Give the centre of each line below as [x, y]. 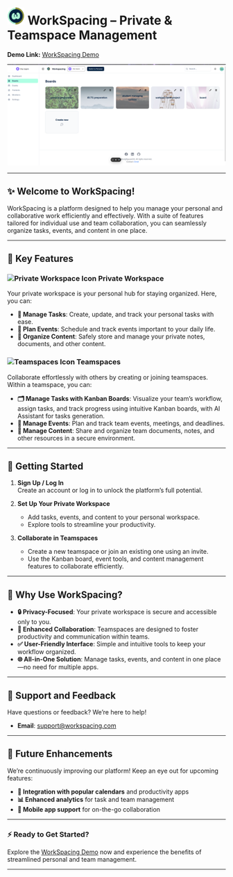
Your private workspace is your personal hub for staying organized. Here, [112, 294]
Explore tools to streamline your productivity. [92, 525]
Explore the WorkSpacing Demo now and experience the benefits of [104, 852]
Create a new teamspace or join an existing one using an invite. [118, 552]
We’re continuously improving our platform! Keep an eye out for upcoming [113, 771]
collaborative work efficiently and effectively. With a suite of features [105, 215]
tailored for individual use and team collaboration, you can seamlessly [107, 223]
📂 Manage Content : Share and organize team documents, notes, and [116, 430]
